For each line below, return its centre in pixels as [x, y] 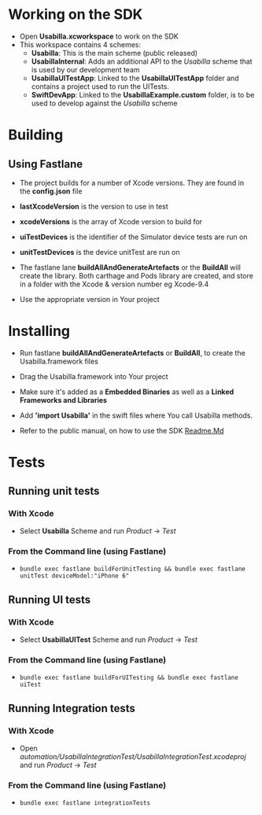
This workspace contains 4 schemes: [80, 44]
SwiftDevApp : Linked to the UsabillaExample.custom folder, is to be [143, 94]
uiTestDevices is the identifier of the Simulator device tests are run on [133, 237]
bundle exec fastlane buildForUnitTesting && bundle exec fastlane [132, 569]
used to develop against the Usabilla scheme [105, 103]
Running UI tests [50, 600]
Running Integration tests [72, 708]
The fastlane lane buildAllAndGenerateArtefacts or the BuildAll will [130, 267]
